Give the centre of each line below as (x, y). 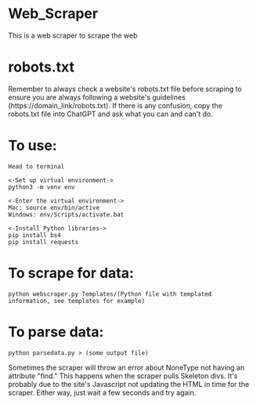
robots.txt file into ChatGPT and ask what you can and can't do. (110, 114)
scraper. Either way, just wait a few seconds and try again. (102, 392)
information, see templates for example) (77, 301)
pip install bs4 (34, 235)
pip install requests (43, 242)
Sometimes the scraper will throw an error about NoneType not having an (127, 367)
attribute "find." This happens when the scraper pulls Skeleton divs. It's (123, 376)
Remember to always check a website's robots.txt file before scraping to (125, 89)
